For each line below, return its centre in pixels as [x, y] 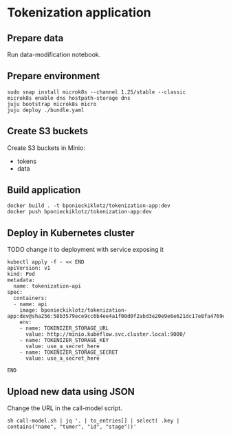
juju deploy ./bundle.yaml [46, 110]
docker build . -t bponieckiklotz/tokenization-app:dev [89, 206]
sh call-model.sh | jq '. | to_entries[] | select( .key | [93, 421]
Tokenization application [79, 13]
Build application [44, 190]
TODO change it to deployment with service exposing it [85, 250]
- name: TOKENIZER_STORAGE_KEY [64, 341]
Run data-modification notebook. [54, 54]
